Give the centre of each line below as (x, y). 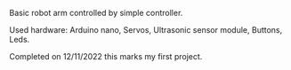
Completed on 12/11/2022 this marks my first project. (106, 56)
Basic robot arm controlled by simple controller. (96, 13)
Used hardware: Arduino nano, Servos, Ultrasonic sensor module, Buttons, (146, 30)
